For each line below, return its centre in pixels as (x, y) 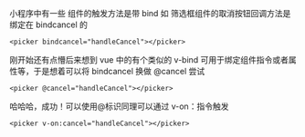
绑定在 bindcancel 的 (49, 24)
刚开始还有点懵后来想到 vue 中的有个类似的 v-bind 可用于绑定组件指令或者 (149, 60)
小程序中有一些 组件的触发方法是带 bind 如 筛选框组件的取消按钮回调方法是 (150, 13)
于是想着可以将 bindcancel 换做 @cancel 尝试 (119, 71)
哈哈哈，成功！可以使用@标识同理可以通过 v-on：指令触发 (119, 106)
